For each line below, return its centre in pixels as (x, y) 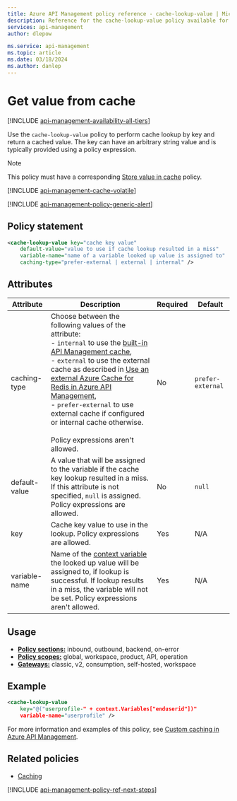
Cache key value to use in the (99, 525)
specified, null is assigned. (96, 496)
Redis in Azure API (81, 387)
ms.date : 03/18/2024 (38, 60)
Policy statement (45, 227)
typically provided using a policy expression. (72, 149)
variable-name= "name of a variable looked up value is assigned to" (123, 256)
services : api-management (45, 27)
